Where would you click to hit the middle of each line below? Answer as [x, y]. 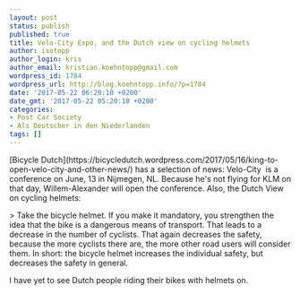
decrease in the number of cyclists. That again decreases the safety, [136, 234]
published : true [39, 34]
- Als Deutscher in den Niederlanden [80, 126]
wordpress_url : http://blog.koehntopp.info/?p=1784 [107, 84]
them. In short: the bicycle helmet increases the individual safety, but [137, 253]
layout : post [34, 17]
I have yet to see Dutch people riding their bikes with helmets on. [129, 280]
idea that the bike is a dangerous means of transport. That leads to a [136, 224]
